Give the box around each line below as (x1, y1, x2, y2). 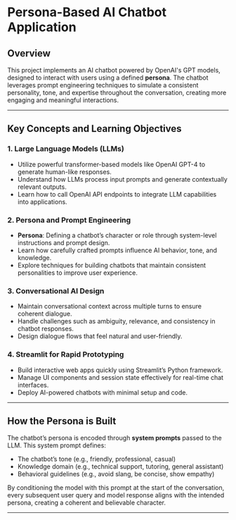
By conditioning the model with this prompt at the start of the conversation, (7, 483, 225, 492)
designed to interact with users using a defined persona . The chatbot (7, 73, 209, 82)
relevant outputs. (17, 182, 67, 191)
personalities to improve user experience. (17, 268, 138, 277)
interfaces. (17, 380, 49, 389)
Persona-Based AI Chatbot (7, 4, 167, 20)
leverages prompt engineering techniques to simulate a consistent (7, 81, 199, 89)
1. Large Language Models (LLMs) (7, 144, 124, 154)
